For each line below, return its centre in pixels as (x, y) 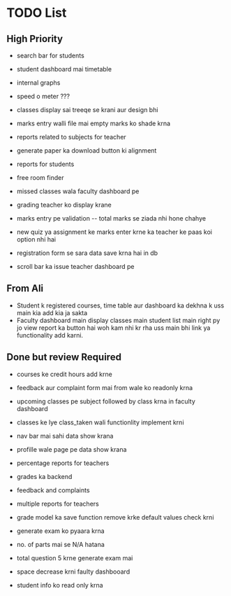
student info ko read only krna (60, 585)
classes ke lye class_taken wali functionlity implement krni (100, 422)
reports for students (45, 164)
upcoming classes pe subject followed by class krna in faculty (106, 401)
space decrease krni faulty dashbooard (73, 571)
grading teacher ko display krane (64, 205)
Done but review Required (64, 358)
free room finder (40, 178)
